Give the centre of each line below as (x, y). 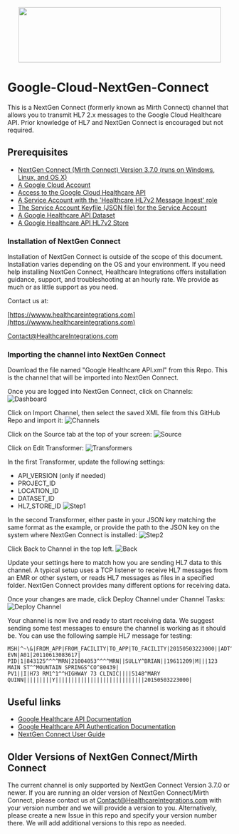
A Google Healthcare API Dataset (66, 215)
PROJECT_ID (37, 483)
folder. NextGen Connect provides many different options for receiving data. (119, 586)
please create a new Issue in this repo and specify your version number (112, 815)
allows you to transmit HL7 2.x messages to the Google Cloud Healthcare (115, 115)
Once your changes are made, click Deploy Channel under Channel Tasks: (116, 599)
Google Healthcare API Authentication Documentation (96, 727)
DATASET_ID (36, 499)
